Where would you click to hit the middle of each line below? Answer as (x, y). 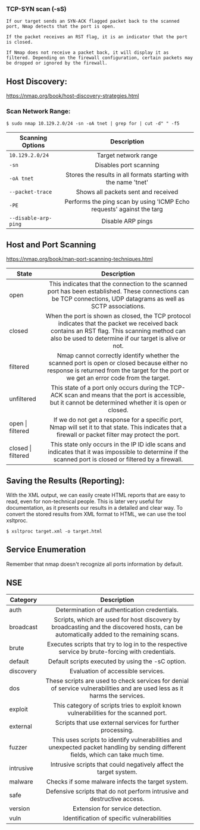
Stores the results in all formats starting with (127, 175)
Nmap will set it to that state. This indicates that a (118, 427)
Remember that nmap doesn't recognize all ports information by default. (95, 564)
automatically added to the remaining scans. (117, 634)
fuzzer (18, 747)
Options (33, 145)
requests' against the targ (127, 209)
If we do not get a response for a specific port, (118, 420)
